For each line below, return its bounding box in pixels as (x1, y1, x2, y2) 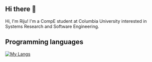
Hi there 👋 (5, 5, 36, 13)
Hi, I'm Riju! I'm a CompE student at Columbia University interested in (5, 18, 147, 24)
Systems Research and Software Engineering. (5, 23, 100, 29)
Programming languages (5, 38, 84, 46)
